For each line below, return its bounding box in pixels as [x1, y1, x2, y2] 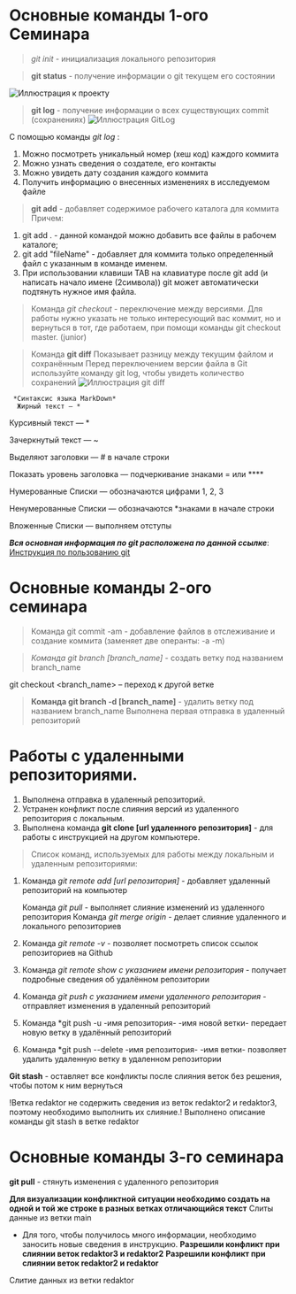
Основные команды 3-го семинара [9, 1147, 285, 1167]
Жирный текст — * [17, 402, 81, 411]
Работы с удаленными [9, 746, 185, 766]
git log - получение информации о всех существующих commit [30, 104, 269, 115]
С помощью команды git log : [9, 131, 120, 142]
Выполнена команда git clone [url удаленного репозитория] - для [21, 822, 274, 833]
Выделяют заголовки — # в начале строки [9, 451, 170, 462]
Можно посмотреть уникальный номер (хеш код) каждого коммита [21, 148, 279, 159]
